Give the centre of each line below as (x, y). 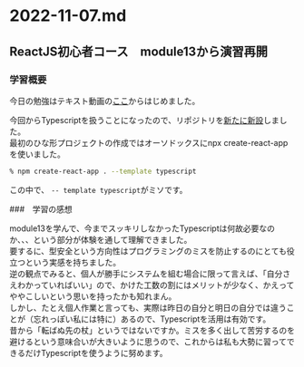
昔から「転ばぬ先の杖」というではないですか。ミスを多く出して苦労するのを (152, 330)
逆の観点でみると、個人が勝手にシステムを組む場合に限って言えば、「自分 (146, 274)
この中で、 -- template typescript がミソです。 (98, 189)
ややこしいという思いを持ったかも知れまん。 (93, 296)
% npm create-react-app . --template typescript (103, 171)
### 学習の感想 (41, 208)
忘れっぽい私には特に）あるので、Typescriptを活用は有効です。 (152, 319)
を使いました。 (37, 154)
